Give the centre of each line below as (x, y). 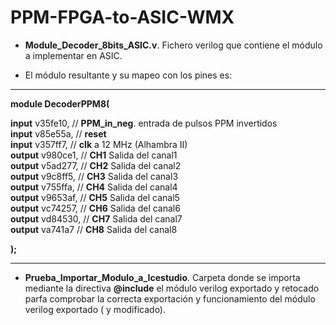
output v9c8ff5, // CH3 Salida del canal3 (94, 176)
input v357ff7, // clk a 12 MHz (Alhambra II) (99, 144)
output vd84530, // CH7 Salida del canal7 (96, 218)
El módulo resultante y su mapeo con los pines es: (128, 75)
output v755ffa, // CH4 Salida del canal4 (94, 187)
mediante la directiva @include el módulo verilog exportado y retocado (172, 288)
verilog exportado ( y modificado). (95, 309)
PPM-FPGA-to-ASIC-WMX (122, 17)
